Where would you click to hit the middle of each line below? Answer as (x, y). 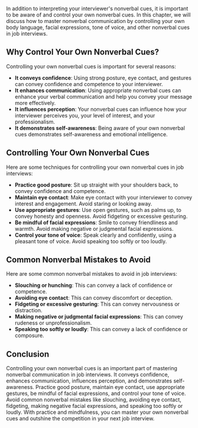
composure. (29, 335)
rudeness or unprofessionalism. (53, 323)
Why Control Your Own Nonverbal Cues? (83, 52)
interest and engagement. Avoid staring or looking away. (83, 204)
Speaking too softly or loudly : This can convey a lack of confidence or (101, 329)
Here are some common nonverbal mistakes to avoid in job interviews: (92, 274)
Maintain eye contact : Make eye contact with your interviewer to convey (103, 197)
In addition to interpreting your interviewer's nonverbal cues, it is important (97, 9)
